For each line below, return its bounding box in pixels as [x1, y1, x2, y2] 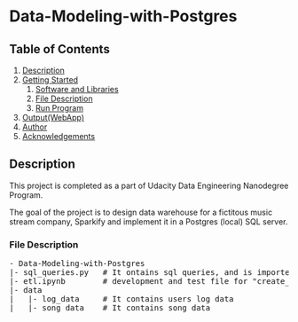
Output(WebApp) [21, 113, 84, 122]
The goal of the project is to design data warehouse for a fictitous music [9, 207, 273, 217]
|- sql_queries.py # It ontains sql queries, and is [9, 268, 253, 278]
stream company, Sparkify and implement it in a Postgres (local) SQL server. [9, 216, 288, 227]
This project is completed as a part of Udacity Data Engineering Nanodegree [9, 180, 289, 191]
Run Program [35, 103, 84, 113]
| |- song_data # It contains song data [9, 303, 211, 313]
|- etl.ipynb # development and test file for [9, 277, 248, 287]
